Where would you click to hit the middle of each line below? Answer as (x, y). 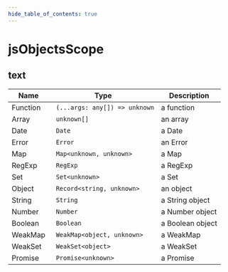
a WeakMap (181, 234)
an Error (174, 142)
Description (189, 95)
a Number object (189, 211)
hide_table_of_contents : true (53, 14)
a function (178, 108)
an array (175, 119)
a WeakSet (179, 246)
